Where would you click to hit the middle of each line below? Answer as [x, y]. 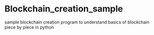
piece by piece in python [29, 27]
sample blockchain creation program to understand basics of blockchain [77, 22]
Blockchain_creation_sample [64, 9]
